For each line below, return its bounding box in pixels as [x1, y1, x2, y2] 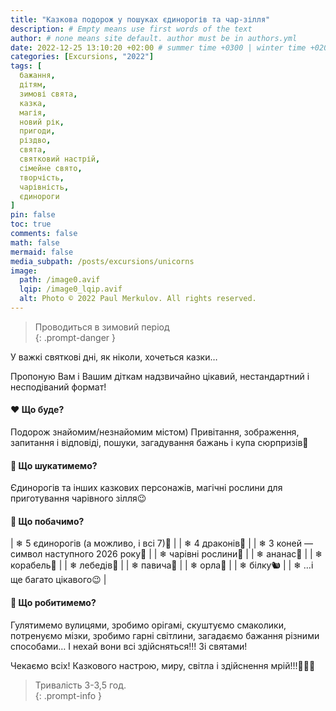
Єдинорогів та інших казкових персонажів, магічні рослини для [10, 482, 283, 494]
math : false [10, 237, 60, 248]
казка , [19, 98, 47, 108]
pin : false [10, 210, 56, 220]
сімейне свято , [19, 163, 83, 173]
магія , [19, 107, 47, 118]
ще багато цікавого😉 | [10, 574, 107, 586]
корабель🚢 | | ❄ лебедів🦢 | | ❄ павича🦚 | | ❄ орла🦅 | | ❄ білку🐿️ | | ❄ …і [10, 559, 314, 571]
